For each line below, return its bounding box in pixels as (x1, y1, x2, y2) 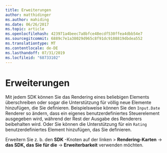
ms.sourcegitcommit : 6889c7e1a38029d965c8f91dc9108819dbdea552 (5, 36, 143, 41)
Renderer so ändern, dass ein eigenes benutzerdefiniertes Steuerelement (5, 111, 160, 117)
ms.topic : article (5, 27, 44, 32)
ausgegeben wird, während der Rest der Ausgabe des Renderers (5, 116, 142, 122)
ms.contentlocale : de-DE (5, 46, 58, 51)
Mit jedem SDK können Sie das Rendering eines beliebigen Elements (5, 94, 150, 100)
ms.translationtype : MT (5, 41, 56, 46)
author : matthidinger (5, 12, 52, 17)
